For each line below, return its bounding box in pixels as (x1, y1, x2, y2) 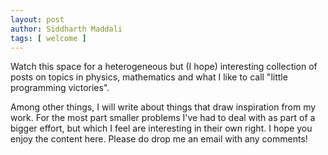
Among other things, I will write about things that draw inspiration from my (10, 101, 317, 113)
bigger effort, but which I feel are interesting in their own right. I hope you (10, 122, 313, 135)
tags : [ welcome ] (10, 33, 87, 43)
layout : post (10, 14, 65, 25)
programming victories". (10, 82, 110, 94)
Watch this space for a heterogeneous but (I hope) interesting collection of (10, 61, 318, 73)
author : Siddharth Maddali (10, 24, 123, 34)
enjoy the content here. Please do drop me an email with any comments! (10, 133, 308, 145)
